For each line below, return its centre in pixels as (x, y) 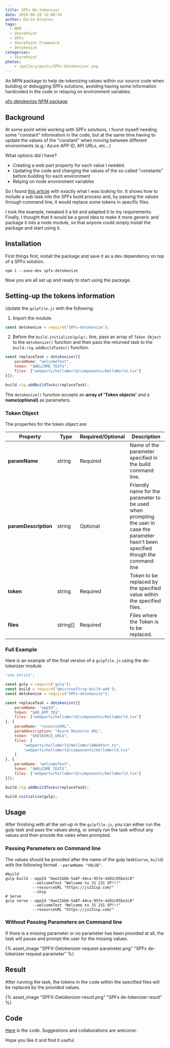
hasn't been (144, 542)
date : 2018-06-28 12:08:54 (34, 15)
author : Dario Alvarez (29, 19)
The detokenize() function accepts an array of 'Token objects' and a (78, 394)
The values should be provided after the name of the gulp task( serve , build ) (84, 859)
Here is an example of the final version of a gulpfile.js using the (73, 661)
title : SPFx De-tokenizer (32, 10)
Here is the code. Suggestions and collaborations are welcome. (71, 1030)
